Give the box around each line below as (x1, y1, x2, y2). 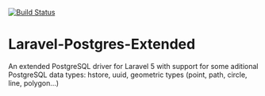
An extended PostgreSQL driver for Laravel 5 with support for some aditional (8, 61, 259, 71)
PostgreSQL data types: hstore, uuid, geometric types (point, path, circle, (8, 70, 248, 79)
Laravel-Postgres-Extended (8, 36, 196, 53)
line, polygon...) (8, 78, 60, 87)
